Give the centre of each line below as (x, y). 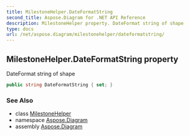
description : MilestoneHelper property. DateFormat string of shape (95, 23)
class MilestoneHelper (43, 114)
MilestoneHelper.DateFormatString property (92, 59)
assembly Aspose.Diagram (49, 127)
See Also (20, 100)
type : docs (20, 29)
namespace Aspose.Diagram (51, 120)
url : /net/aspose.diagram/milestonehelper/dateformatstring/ (86, 35)
